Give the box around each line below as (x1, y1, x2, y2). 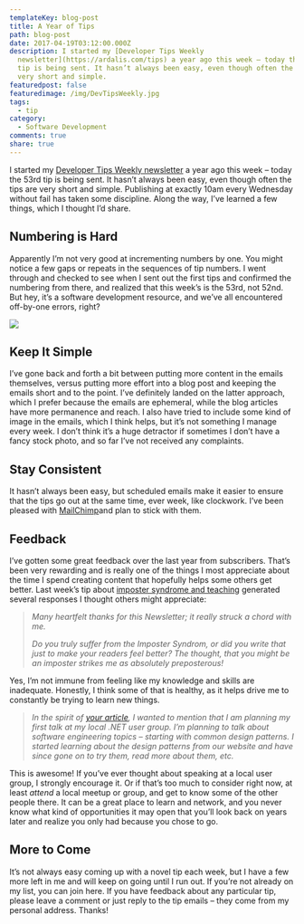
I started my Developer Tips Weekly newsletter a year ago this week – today (9, 164, 292, 175)
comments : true (9, 131, 67, 140)
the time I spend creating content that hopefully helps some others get (9, 575, 272, 585)
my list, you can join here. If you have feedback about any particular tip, (9, 885, 277, 896)
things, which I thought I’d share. (9, 203, 131, 214)
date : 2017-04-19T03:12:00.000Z (9, 38, 131, 48)
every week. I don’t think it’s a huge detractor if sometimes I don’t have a (9, 426, 280, 437)
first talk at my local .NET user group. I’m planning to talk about (31, 721, 270, 732)
